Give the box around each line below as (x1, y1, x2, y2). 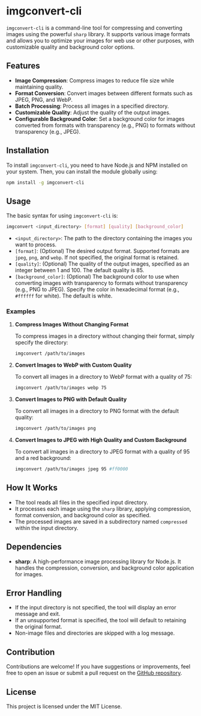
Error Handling (6, 588, 62, 598)
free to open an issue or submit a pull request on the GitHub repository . (6, 670, 182, 677)
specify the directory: (14, 339, 68, 346)
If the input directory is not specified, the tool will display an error (14, 604, 176, 611)
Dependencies (6, 542, 62, 552)
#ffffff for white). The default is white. (14, 292, 113, 299)
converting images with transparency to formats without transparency (14, 279, 188, 287)
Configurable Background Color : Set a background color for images (14, 115, 185, 122)
